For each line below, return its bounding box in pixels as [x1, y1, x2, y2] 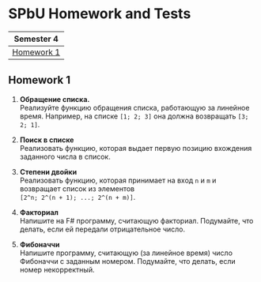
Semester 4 [13, 33, 59, 44]
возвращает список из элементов [19, 183, 135, 194]
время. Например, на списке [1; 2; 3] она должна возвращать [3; [19, 111, 249, 121]
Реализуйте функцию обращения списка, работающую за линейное [19, 103, 250, 112]
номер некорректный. [19, 265, 95, 274]
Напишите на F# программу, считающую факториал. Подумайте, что [19, 216, 254, 225]
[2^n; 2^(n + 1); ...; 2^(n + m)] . [19, 192, 136, 201]
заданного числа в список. [19, 152, 111, 161]
